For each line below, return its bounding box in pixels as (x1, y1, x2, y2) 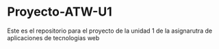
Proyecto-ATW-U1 (7, 4, 112, 20)
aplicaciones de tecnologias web (7, 33, 100, 42)
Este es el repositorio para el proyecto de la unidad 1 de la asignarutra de (7, 27, 213, 35)
